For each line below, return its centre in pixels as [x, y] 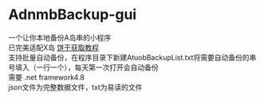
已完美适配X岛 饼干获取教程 [54, 47]
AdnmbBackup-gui [73, 15]
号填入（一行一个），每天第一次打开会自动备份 [83, 67]
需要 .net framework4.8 [47, 77]
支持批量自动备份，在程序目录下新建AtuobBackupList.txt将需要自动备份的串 [132, 57]
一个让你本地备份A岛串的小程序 [60, 37]
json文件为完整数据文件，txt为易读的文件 [75, 87]
